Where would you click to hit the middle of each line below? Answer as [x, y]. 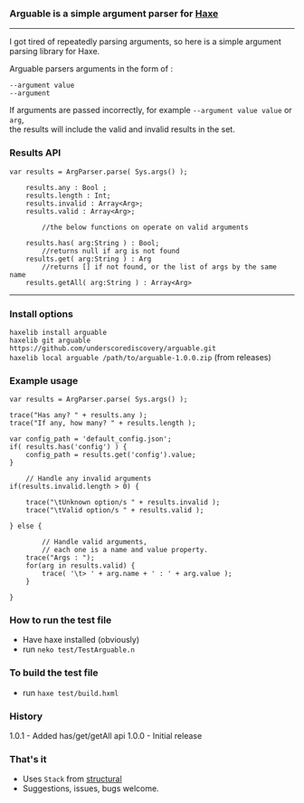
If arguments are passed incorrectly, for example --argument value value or [151, 110]
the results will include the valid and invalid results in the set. [122, 129]
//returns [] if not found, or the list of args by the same [160, 267]
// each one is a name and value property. [125, 550]
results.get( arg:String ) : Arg [89, 259]
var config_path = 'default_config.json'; [90, 439]
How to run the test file [61, 620]
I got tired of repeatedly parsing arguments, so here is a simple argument [146, 42]
